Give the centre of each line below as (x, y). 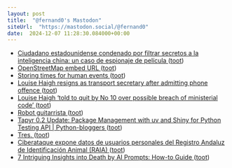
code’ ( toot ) (34, 105)
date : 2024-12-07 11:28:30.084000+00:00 (69, 33)
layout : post (26, 14)
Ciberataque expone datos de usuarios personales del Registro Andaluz (121, 142)
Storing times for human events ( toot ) (71, 76)
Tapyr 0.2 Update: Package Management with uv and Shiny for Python (119, 120)
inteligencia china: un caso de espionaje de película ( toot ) (101, 61)
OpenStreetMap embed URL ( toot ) (67, 68)
